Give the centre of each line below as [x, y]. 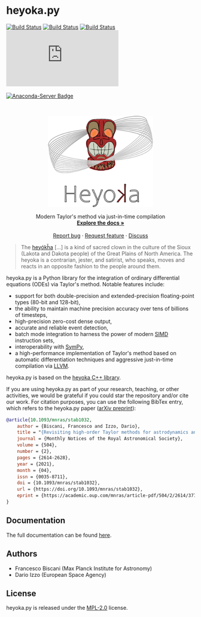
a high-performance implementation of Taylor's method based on [95, 353]
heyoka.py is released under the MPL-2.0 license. [67, 608]
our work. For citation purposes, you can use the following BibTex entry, [95, 401]
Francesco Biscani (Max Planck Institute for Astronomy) [83, 568]
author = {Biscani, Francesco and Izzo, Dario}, [79, 426]
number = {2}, [34, 452]
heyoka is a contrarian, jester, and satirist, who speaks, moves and [103, 260]
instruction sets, [35, 340]
